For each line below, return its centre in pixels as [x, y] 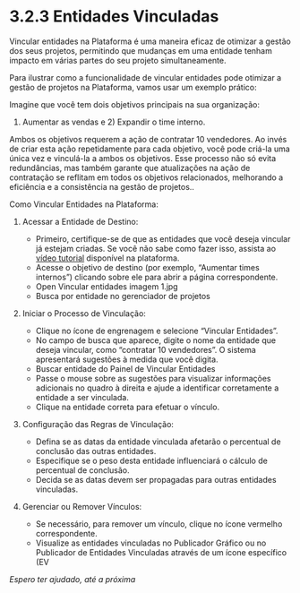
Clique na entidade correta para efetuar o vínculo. [128, 407]
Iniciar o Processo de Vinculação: [84, 313]
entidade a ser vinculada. [82, 397]
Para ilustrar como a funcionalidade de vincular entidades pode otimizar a [146, 77]
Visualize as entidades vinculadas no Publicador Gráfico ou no [151, 543]
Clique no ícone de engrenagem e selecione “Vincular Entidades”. [157, 331]
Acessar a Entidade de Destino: [80, 221]
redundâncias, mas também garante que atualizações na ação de [130, 168]
